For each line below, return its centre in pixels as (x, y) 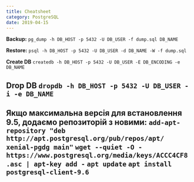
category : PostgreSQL (33, 17)
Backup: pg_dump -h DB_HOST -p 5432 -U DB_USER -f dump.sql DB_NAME (92, 39)
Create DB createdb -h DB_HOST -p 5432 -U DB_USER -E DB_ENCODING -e (93, 62)
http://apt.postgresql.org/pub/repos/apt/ (85, 139)
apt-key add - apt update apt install (103, 164)
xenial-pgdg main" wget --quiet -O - (74, 147)
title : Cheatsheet (29, 11)
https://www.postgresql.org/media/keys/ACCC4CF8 (97, 155)
